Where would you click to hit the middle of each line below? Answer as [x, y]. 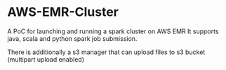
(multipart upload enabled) [46, 59]
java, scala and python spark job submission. [72, 38]
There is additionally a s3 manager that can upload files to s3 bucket [106, 52]
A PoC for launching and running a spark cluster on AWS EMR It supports [113, 31]
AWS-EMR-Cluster [63, 12]
